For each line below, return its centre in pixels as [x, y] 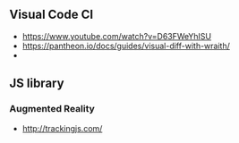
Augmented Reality [52, 109]
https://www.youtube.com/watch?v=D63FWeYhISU [117, 36]
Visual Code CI [51, 15]
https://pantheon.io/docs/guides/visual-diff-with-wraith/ [126, 46]
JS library [37, 84]
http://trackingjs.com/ [62, 128]
